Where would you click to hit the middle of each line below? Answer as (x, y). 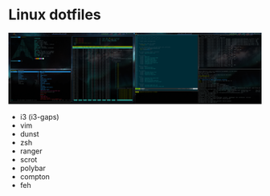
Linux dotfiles (55, 15)
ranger (31, 151)
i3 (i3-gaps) (39, 116)
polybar (33, 168)
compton (35, 176)
